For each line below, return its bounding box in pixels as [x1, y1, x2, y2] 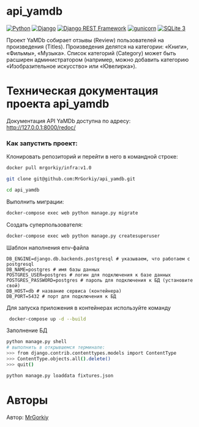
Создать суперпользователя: [6, 221, 83, 228]
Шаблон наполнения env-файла [6, 244, 89, 251]
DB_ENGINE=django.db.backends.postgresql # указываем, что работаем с [6, 255, 190, 262]
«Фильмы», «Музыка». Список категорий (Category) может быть [6, 49, 176, 56]
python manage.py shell [6, 339, 67, 345]
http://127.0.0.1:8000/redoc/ [6, 124, 76, 131]
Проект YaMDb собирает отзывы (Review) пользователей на [6, 36, 164, 43]
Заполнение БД [6, 327, 48, 334]
